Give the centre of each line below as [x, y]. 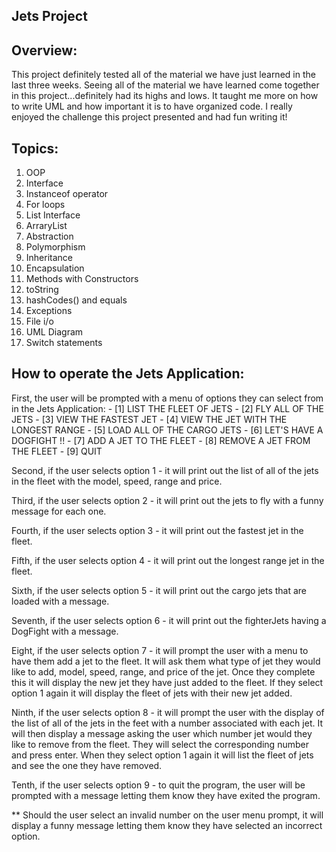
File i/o [39, 321]
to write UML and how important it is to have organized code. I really [152, 106]
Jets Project [49, 16]
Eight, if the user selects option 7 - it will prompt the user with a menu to [160, 650]
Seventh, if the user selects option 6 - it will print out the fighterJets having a [169, 620]
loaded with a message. [60, 601]
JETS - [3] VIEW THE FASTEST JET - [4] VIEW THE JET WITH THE [149, 419]
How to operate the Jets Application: [128, 374]
